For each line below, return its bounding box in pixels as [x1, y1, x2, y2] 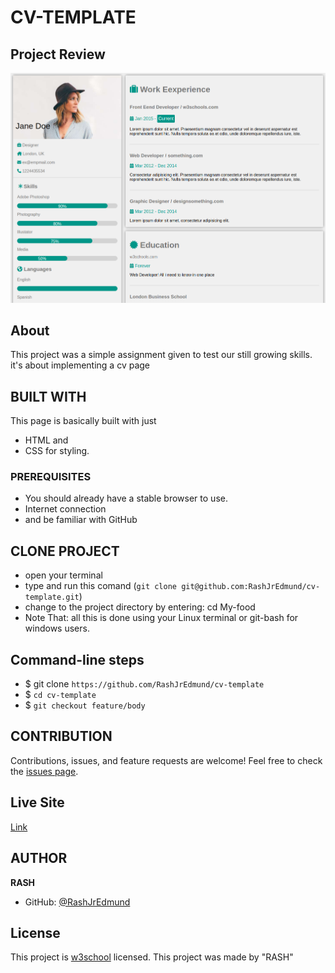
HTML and [24, 434, 69, 446]
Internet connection [24, 503, 107, 515]
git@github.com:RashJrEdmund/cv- [181, 582, 321, 592]
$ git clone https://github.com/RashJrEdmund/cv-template [24, 678, 265, 690]
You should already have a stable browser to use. [24, 492, 228, 505]
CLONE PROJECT [10, 542, 120, 560]
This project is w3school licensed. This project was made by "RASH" [10, 951, 294, 963]
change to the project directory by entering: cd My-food [24, 601, 256, 613]
